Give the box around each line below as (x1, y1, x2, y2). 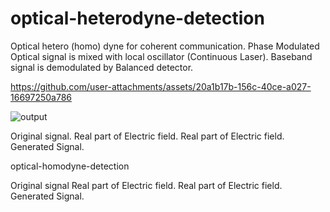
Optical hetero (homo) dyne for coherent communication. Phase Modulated (10, 40, 320, 52)
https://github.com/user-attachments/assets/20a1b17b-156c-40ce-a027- (10, 80, 312, 92)
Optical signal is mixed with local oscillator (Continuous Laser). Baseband (10, 50, 313, 62)
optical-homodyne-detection (10, 160, 130, 172)
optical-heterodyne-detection (10, 7, 265, 30)
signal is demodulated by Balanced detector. (10, 61, 194, 73)
